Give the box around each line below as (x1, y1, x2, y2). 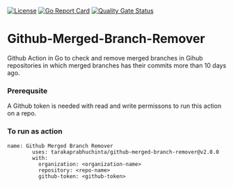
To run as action (7, 127, 63, 136)
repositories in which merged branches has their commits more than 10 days (7, 61, 227, 70)
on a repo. (7, 109, 37, 117)
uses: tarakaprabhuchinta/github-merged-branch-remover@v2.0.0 (32, 148, 219, 156)
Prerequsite (7, 86, 48, 95)
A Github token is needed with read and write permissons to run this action (7, 101, 222, 111)
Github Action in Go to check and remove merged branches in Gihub (7, 54, 203, 62)
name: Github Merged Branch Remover (7, 143, 113, 149)
